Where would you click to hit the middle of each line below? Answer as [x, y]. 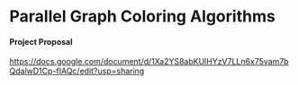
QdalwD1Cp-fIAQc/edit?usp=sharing [77, 71]
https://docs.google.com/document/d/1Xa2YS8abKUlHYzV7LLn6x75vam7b [149, 62]
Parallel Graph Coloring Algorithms [143, 17]
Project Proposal [41, 41]
